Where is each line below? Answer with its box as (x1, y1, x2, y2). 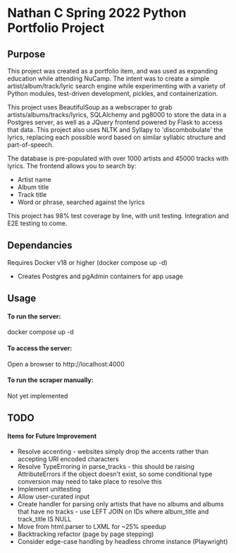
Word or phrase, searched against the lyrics (17, 198, 145, 206)
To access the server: (7, 344, 73, 352)
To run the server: (7, 312, 61, 321)
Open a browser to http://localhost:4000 (7, 359, 125, 368)
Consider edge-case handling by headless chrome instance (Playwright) (17, 537, 228, 546)
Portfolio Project (7, 20, 105, 36)
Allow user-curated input (17, 492, 90, 501)
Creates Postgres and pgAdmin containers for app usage (17, 272, 183, 280)
